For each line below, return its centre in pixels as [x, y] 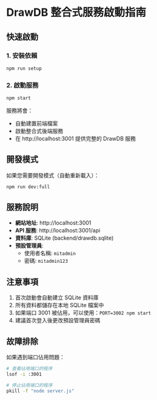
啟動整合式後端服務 [39, 131]
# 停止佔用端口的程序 [29, 385]
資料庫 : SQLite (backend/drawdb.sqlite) [64, 238]
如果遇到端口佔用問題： [35, 357]
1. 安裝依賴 [22, 55]
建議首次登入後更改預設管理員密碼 [58, 320]
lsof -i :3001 [24, 374]
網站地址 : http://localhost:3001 [53, 223]
